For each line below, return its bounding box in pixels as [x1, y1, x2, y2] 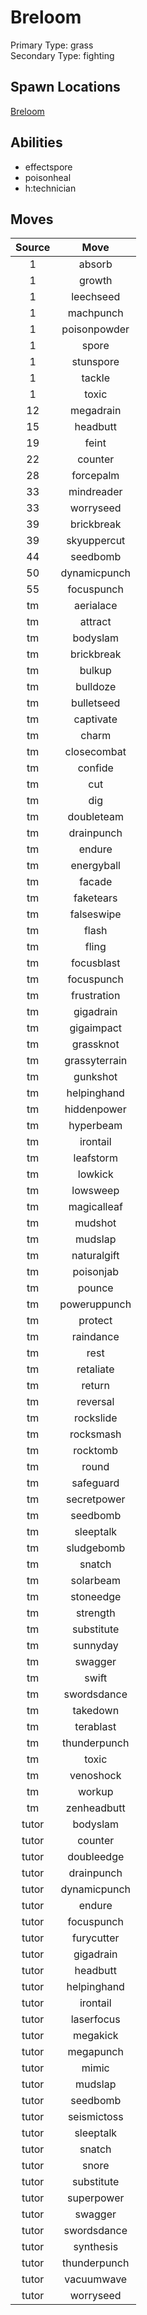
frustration [71, 989, 121, 1003]
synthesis [73, 2240, 119, 2254]
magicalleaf [68, 1200, 123, 1214]
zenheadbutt [65, 1801, 126, 1815]
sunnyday [72, 1639, 119, 1653]
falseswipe [69, 907, 122, 921]
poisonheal [24, 171, 72, 183]
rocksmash [69, 1427, 122, 1441]
